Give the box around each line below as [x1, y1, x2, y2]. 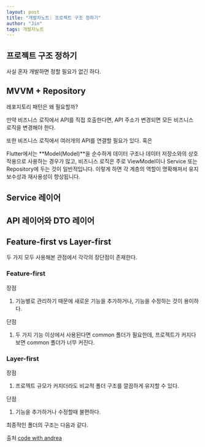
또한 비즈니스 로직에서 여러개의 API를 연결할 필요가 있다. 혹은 [6, 136, 152, 144]
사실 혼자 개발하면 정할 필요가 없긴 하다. [6, 68, 101, 76]
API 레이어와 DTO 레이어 [6, 216, 95, 226]
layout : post [6, 9, 40, 15]
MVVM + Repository [6, 86, 86, 96]
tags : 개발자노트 [6, 26, 44, 33]
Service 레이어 [6, 193, 61, 203]
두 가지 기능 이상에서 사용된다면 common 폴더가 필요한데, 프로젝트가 [15, 331, 180, 338]
